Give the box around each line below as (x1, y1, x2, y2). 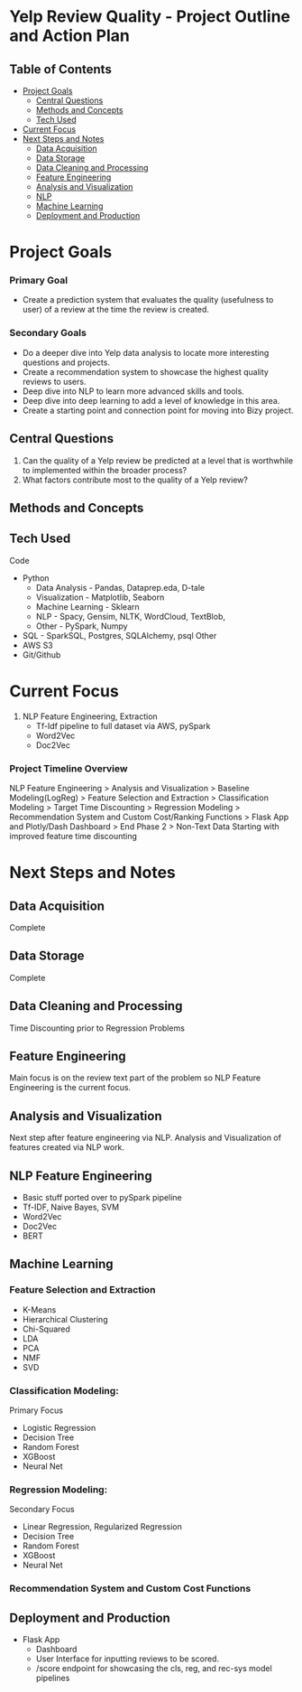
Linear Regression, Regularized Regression (22, 1521, 182, 1532)
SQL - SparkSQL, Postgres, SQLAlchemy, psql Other (22, 630, 217, 640)
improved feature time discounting (9, 831, 138, 842)
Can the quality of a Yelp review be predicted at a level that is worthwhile (22, 454, 294, 466)
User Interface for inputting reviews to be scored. (35, 1653, 219, 1664)
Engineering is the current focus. (9, 1082, 132, 1093)
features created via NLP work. (9, 1142, 124, 1153)
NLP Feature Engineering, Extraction (22, 711, 158, 722)
